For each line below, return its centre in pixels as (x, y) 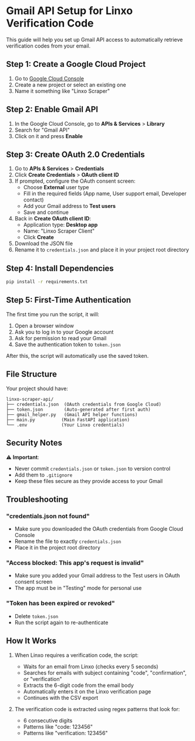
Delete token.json (36, 616)
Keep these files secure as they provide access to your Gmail (89, 481)
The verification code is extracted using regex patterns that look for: (97, 709)
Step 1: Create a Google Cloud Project (76, 64)
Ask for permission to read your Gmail (60, 338)
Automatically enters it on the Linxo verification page (87, 691)
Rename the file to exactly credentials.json (68, 541)
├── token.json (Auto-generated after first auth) (78, 410)
